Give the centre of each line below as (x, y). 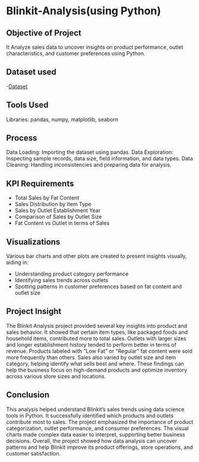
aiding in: (17, 262)
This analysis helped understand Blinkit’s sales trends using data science (95, 409)
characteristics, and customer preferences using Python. (76, 53)
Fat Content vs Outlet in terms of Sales (62, 223)
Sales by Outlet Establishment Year (58, 211)
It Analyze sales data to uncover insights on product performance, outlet (95, 47)
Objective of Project (44, 33)
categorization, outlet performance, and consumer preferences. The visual (97, 428)
